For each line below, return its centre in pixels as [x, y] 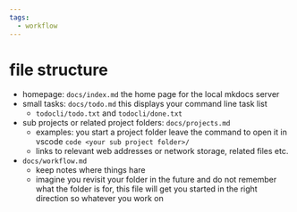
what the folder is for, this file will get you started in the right [146, 189]
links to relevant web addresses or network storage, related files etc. [162, 151]
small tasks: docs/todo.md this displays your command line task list [145, 104]
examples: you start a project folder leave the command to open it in [161, 132]
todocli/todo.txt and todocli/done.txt [109, 113]
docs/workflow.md [55, 161]
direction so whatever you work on [99, 199]
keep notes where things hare [90, 170]
